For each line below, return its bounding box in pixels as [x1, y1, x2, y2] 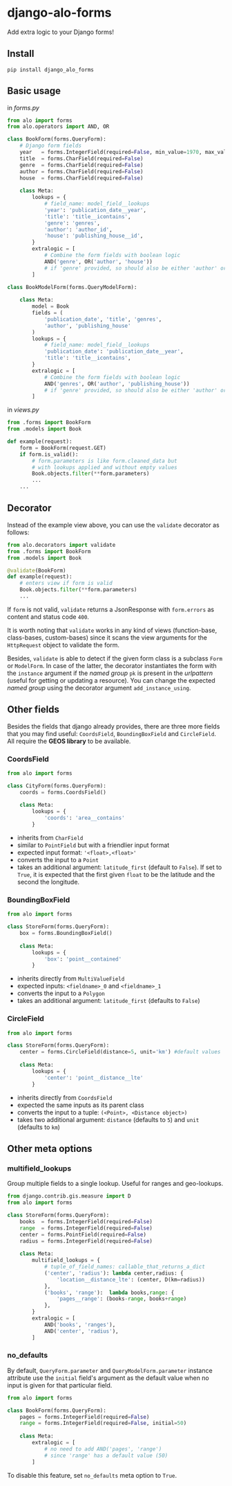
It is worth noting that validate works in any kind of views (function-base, [7, 626, 217, 634]
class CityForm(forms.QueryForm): [7, 782, 107, 789]
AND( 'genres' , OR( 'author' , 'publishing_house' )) [43, 380, 190, 387]
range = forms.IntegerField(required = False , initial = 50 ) [19, 1419, 187, 1427]
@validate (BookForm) [7, 567, 67, 574]
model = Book [32, 303, 70, 310]
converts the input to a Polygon [17, 989, 105, 997]
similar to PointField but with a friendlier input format [17, 841, 170, 849]
